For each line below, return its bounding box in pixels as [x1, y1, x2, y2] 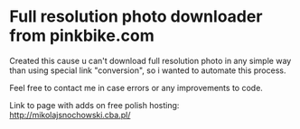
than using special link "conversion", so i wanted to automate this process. [9, 65, 286, 76]
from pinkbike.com [9, 25, 155, 46]
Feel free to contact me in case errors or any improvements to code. [9, 82, 264, 93]
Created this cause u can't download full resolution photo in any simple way [9, 55, 292, 66]
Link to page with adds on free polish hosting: [9, 99, 180, 110]
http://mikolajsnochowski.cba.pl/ [9, 109, 131, 120]
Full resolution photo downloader [9, 6, 263, 27]
